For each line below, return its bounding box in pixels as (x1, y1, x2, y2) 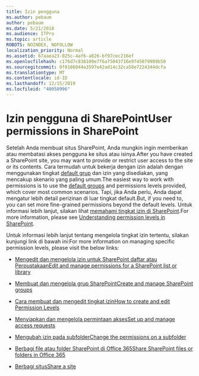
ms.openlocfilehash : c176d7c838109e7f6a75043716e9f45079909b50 (6, 58, 166, 64)
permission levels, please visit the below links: (6, 244, 119, 251)
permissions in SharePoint (6, 124, 139, 138)
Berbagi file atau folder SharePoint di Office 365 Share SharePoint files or (14, 344, 193, 352)
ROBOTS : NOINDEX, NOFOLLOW (6, 42, 73, 48)
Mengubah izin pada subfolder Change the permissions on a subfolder (14, 333, 187, 340)
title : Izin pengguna (6, 8, 60, 15)
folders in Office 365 (14, 351, 65, 358)
